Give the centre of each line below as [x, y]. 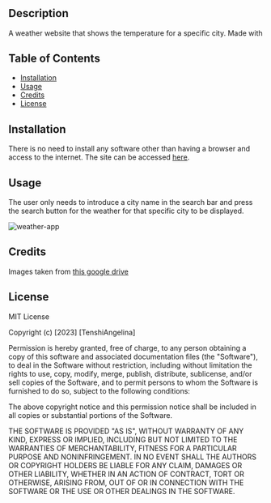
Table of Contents [55, 58]
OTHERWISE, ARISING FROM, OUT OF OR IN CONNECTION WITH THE [126, 482]
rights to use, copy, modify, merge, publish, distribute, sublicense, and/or [130, 373]
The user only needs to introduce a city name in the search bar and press [131, 202]
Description [38, 13]
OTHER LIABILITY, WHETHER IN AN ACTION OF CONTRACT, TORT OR [126, 474]
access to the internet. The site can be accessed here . [99, 157]
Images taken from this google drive [69, 271]
